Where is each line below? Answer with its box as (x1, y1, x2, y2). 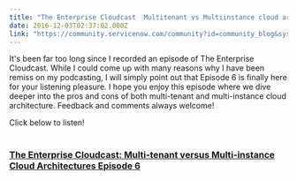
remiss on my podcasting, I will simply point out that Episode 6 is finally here (9, 72, 287, 83)
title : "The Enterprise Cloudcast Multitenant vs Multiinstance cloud (9, 12, 278, 22)
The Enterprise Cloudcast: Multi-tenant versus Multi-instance (9, 148, 276, 161)
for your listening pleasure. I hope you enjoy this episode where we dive (9, 81, 271, 93)
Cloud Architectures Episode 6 (9, 160, 141, 172)
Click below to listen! (9, 117, 86, 128)
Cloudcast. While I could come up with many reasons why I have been (9, 63, 265, 73)
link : (9, 29, 29, 38)
